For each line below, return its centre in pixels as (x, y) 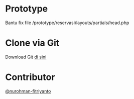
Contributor (30, 77)
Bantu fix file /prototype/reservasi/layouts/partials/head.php (67, 23)
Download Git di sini (26, 57)
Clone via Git (32, 43)
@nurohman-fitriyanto (28, 91)
